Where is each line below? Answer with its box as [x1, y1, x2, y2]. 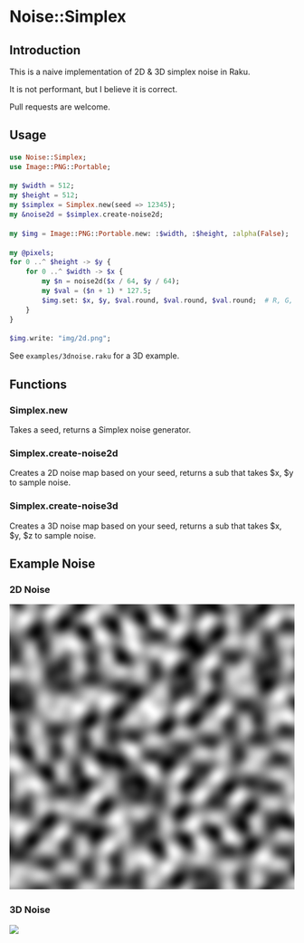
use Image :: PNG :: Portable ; [9, 162, 111, 171]
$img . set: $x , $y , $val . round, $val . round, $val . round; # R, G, [42, 296, 294, 305]
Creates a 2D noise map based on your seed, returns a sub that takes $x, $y [9, 468, 294, 479]
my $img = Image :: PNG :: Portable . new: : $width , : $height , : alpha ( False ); [9, 229, 290, 238]
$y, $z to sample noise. [9, 529, 97, 540]
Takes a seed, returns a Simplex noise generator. [9, 424, 192, 435]
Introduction [9, 43, 81, 58]
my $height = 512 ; [9, 191, 79, 200]
